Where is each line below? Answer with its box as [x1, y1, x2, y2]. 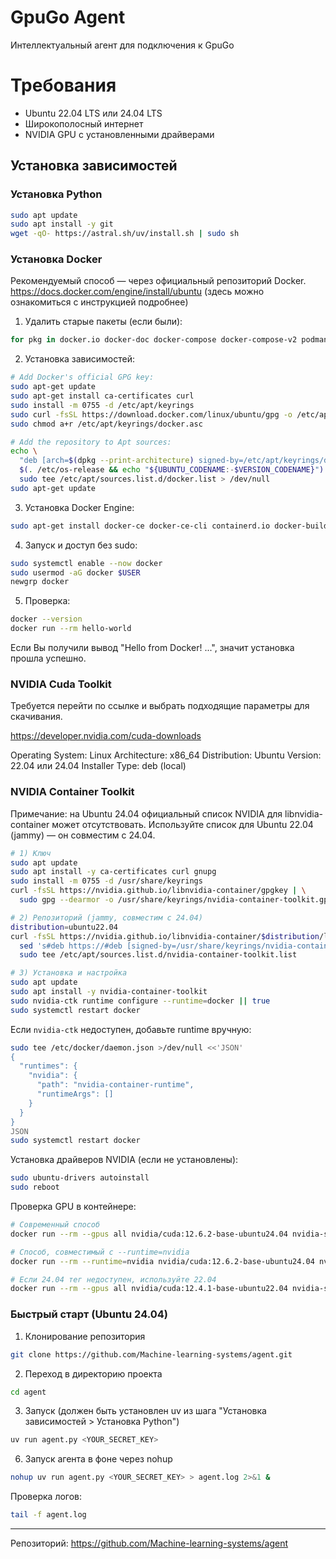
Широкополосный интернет [24, 117, 144, 130]
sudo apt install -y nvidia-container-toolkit [10, 987, 208, 997]
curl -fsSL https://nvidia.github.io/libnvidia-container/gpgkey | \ [10, 886, 307, 896]
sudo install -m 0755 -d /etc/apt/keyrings [10, 400, 195, 410]
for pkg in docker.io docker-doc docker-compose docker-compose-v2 [10, 335, 298, 345]
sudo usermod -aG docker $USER [10, 567, 141, 578]
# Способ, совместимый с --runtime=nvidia [10, 1247, 190, 1257]
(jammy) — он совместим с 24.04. [10, 829, 156, 841]
